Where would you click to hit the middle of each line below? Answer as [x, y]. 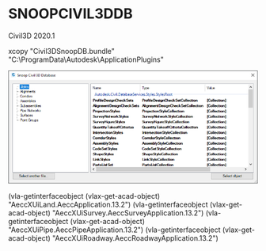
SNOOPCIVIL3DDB [70, 14]
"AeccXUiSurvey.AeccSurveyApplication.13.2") [128, 213]
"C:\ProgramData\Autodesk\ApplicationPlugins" [86, 59]
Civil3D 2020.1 [32, 36]
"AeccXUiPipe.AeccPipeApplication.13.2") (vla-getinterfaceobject [114, 230]
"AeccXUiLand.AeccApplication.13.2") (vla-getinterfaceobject [108, 205]
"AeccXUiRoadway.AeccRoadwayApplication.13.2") [136, 238]
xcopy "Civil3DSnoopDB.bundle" [61, 51]
